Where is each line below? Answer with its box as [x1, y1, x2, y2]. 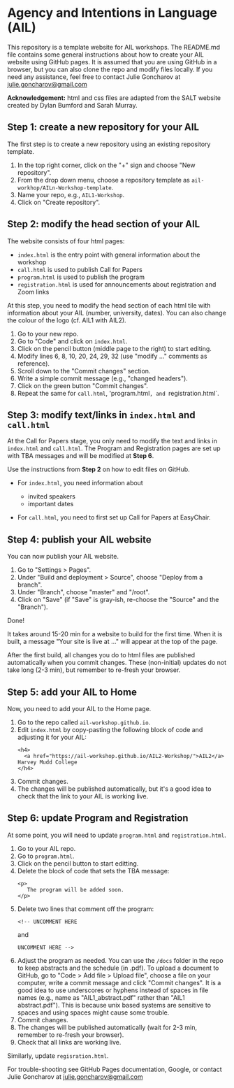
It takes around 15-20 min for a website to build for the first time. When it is [7, 630, 223, 638]
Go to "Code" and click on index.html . [17, 337, 128, 345]
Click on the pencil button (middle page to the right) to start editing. [17, 344, 212, 352]
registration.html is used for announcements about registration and [17, 280, 217, 288]
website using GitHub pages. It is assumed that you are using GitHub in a [7, 57, 217, 66]
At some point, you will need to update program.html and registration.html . [7, 831, 226, 839]
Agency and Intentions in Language [7, 5, 218, 21]
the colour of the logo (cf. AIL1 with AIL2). [7, 316, 127, 324]
